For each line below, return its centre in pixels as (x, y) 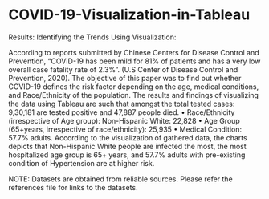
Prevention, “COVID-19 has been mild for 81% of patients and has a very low (134, 61)
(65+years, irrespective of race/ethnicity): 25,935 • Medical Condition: (125, 129)
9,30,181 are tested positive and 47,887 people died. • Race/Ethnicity (122, 112)
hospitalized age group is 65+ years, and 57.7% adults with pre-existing (127, 155)
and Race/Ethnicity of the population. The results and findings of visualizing (134, 95)
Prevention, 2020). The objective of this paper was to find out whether (125, 78)
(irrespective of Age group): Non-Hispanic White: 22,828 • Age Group (124, 120)
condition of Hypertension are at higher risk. (82, 163)
